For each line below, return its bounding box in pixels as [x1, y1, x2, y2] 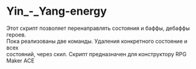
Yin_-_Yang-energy [6, 4, 107, 18]
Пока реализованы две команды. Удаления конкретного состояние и [6, 37, 188, 45]
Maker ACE [6, 57, 35, 64]
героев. [6, 31, 26, 38]
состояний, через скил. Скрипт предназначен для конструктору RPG [6, 50, 187, 57]
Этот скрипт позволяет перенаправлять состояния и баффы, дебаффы [6, 24, 191, 32]
